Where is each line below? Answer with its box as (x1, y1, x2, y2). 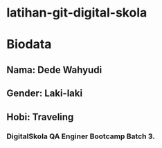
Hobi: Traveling (6, 111, 74, 122)
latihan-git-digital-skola (6, 5, 147, 21)
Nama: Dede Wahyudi (6, 64, 102, 75)
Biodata (6, 37, 52, 53)
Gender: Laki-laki (6, 88, 83, 100)
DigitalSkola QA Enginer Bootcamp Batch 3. (6, 131, 155, 141)
